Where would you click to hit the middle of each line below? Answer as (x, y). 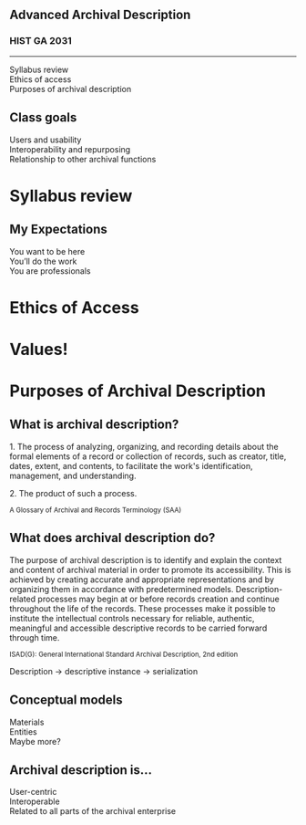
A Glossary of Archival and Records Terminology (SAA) (96, 510)
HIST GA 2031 (41, 41)
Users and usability (46, 140)
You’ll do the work (43, 261)
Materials (27, 722)
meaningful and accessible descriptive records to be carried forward (138, 628)
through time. (35, 637)
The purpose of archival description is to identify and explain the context (146, 559)
